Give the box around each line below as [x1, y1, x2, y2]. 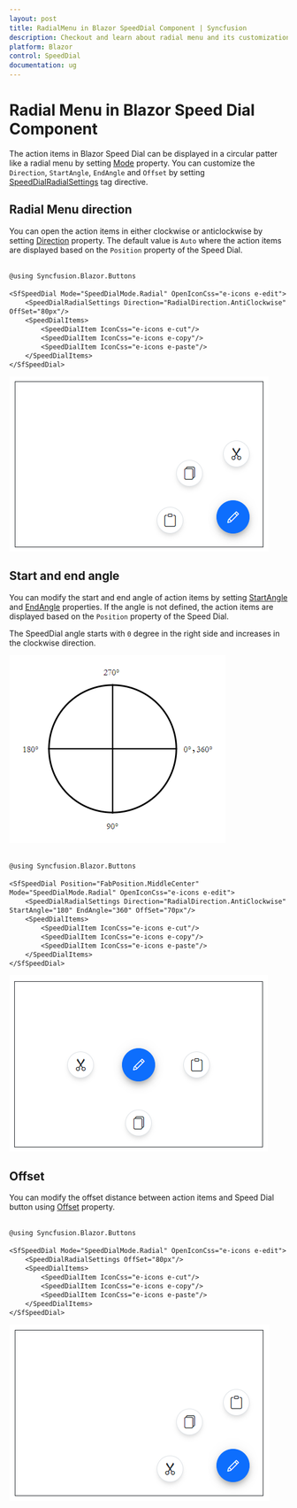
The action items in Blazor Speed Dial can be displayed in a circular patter [9, 148, 278, 159]
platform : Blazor [9, 43, 73, 51]
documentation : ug [9, 61, 77, 70]
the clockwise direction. [9, 638, 96, 648]
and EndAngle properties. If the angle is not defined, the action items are [9, 601, 274, 612]
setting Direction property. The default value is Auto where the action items [9, 235, 282, 245]
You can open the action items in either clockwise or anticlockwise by [9, 226, 263, 236]
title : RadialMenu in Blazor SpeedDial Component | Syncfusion [9, 23, 247, 33]
